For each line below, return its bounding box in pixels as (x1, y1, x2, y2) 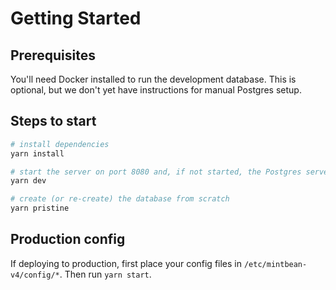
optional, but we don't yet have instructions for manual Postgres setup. (10, 84, 302, 96)
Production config (10, 231, 126, 248)
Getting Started (10, 7, 142, 30)
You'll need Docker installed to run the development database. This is (10, 73, 297, 85)
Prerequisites (10, 47, 96, 64)
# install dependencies (10, 139, 110, 149)
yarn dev (10, 176, 47, 186)
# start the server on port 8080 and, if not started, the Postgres (10, 167, 302, 177)
